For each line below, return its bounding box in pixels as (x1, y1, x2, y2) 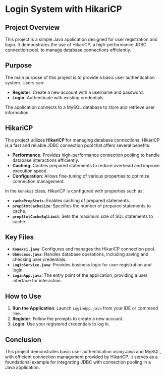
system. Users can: (5, 79, 45, 85)
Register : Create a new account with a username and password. (12, 89, 144, 95)
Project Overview (5, 23, 60, 32)
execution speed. (12, 168, 48, 174)
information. (5, 109, 30, 115)
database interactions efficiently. (12, 157, 79, 163)
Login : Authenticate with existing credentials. (12, 94, 105, 100)
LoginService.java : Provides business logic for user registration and (12, 262, 152, 268)
